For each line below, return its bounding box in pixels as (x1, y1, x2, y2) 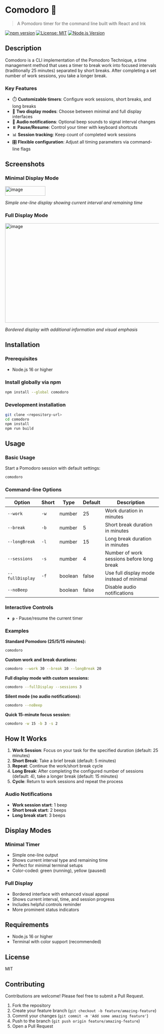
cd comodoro (5, 417, 29, 422)
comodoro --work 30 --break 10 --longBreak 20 (5, 666, 102, 671)
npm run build (5, 426, 34, 431)
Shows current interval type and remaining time (12, 857, 108, 863)
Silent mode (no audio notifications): (5, 693, 81, 699)
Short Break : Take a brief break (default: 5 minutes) (12, 758, 116, 764)
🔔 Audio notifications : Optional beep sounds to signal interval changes (12, 119, 156, 125)
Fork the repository (12, 1003, 51, 1009)
